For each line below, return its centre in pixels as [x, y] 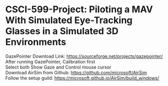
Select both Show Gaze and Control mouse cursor [58, 67]
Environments [36, 42]
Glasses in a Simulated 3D [62, 31]
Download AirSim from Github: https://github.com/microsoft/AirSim [76, 72]
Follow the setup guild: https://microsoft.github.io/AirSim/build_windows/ [82, 78]
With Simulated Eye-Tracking [69, 20]
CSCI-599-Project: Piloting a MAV [79, 9]
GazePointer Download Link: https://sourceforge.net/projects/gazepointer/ [84, 56]
